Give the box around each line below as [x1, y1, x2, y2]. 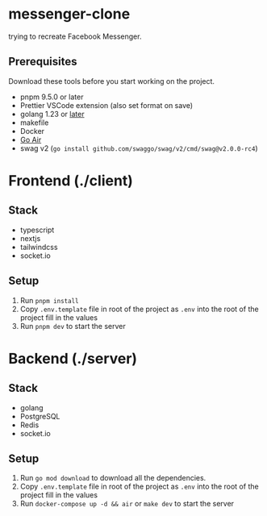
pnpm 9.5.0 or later [19, 92, 84, 102]
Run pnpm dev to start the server [19, 321, 127, 331]
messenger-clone [8, 5, 131, 23]
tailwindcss [19, 242, 58, 252]
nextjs [19, 233, 41, 243]
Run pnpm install [19, 295, 79, 305]
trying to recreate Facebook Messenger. [8, 31, 142, 41]
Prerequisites [8, 55, 77, 69]
